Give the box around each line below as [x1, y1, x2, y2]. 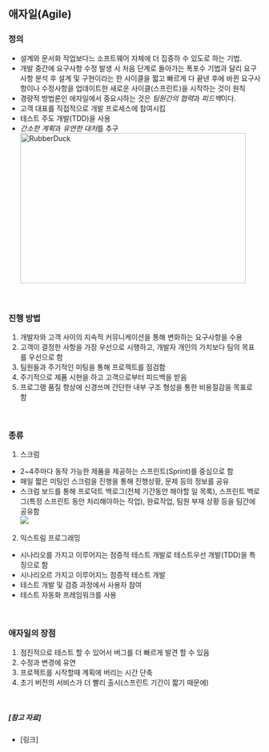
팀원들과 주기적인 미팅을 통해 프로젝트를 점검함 [19, 362, 166, 372]
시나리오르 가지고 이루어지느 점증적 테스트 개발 [19, 570, 166, 580]
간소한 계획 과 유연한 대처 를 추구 [19, 123, 118, 133]
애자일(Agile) [8, 7, 72, 22]
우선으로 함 [28, 352, 63, 362]
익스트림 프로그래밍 [19, 533, 81, 543]
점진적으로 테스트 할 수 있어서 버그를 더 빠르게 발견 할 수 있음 [19, 647, 210, 657]
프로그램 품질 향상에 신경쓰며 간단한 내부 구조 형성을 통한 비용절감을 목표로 [19, 382, 254, 392]
